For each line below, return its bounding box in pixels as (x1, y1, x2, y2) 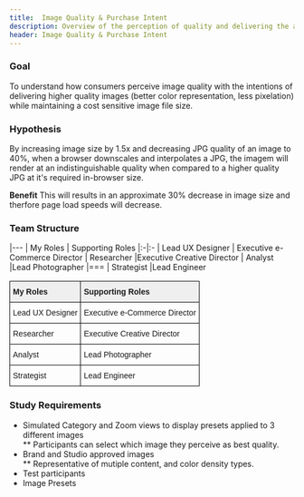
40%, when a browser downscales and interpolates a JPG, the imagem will (9, 152, 289, 163)
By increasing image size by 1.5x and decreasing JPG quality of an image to (9, 142, 291, 154)
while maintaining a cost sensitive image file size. (9, 100, 193, 111)
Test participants (22, 468, 86, 479)
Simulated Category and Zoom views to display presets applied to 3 (22, 419, 275, 431)
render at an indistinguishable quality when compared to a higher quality (9, 162, 280, 173)
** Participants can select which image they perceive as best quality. (22, 439, 280, 450)
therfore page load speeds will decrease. (9, 199, 163, 210)
